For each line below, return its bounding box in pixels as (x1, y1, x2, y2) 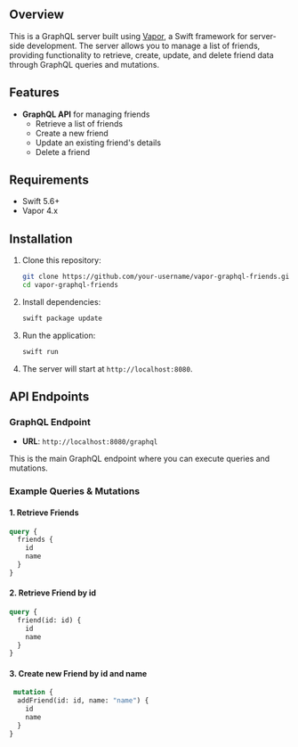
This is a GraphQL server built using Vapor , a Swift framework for (9, 30, 248, 41)
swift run (21, 347, 60, 356)
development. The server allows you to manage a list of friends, (26, 40, 261, 51)
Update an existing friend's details (35, 137, 162, 148)
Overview (9, 7, 65, 22)
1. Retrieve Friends (9, 507, 79, 518)
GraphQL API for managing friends (21, 109, 150, 119)
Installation (9, 231, 73, 246)
